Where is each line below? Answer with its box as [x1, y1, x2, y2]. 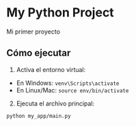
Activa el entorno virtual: [16, 65, 86, 73]
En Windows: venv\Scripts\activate [16, 79, 120, 87]
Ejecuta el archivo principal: [16, 99, 95, 108]
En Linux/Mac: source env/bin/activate [16, 86, 129, 94]
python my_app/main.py [6, 112, 71, 119]
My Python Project [6, 5, 114, 21]
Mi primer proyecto [6, 27, 61, 36]
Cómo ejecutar [6, 47, 71, 59]
